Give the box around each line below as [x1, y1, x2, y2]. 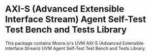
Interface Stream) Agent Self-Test [5, 14, 146, 25]
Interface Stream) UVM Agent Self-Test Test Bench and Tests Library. [5, 45, 146, 51]
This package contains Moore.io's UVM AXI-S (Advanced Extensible [5, 40, 144, 46]
